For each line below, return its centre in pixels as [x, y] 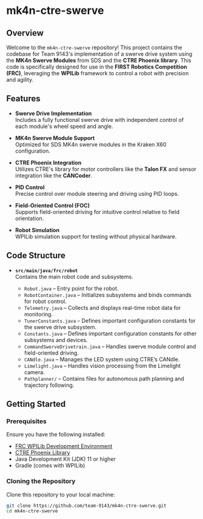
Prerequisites [26, 421]
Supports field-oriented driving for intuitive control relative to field [97, 212]
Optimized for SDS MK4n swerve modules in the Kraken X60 [91, 144]
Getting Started [36, 404]
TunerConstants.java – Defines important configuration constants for [110, 320]
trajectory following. [49, 385]
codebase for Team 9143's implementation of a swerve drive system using [99, 54]
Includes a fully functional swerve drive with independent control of [99, 119]
